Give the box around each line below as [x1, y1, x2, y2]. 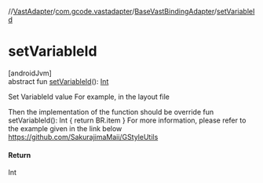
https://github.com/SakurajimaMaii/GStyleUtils [8, 132, 159, 141]
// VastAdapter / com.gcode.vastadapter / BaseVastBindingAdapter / [8, 7, 217, 16]
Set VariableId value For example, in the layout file [8, 92, 170, 101]
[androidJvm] [8, 68, 53, 78]
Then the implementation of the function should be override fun [8, 107, 214, 116]
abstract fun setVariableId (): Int [8, 76, 109, 86]
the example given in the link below [8, 123, 122, 133]
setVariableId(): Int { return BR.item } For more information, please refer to [8, 115, 247, 125]
